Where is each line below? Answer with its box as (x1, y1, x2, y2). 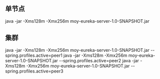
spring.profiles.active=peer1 (5, 52, 63, 58)
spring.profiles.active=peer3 (5, 68, 64, 74)
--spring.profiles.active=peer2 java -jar (59, 57, 139, 63)
